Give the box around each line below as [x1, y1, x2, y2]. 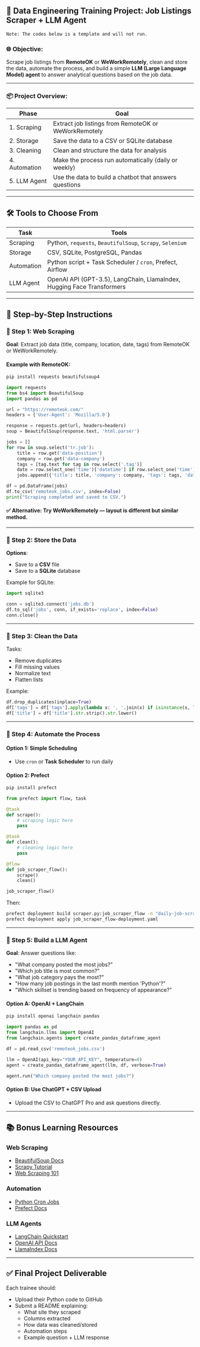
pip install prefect [6, 785, 58, 791]
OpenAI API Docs [14, 1239, 58, 1246]
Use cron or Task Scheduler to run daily [14, 758, 114, 765]
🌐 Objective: [6, 45, 43, 53]
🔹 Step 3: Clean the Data [6, 632, 78, 640]
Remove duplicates [14, 657, 62, 665]
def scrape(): [6, 812, 42, 818]
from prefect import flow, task [6, 795, 86, 802]
